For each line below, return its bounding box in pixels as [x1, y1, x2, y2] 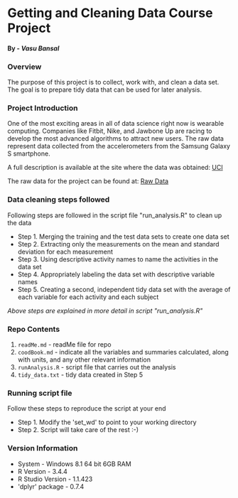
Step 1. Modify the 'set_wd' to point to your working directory [17, 418, 197, 427]
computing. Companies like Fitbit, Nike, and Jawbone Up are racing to [7, 126, 212, 136]
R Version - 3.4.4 [17, 467, 67, 475]
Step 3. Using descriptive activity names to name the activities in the [17, 254, 219, 264]
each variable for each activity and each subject [17, 293, 159, 301]
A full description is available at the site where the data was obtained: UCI [7, 163, 224, 172]
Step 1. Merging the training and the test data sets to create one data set [17, 232, 229, 241]
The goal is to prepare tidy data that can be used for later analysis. [7, 85, 202, 94]
